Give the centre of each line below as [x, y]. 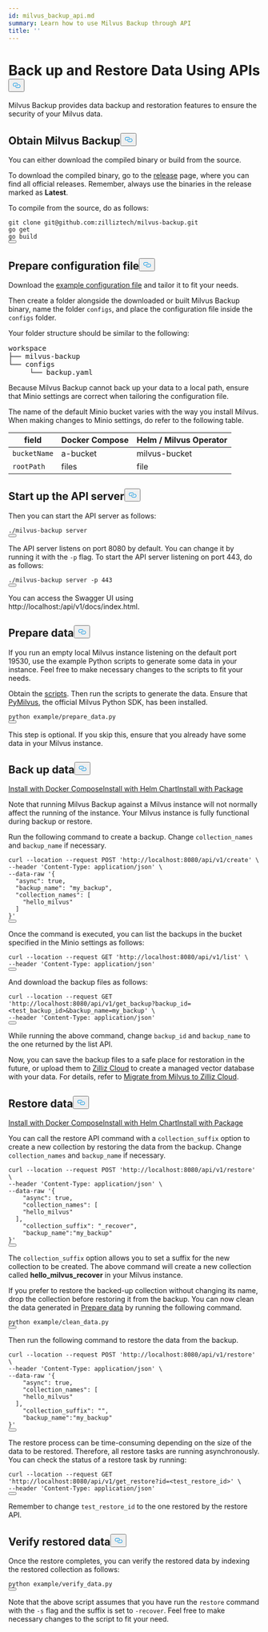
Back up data [42, 770]
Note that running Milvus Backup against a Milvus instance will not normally [133, 804]
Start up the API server [66, 496]
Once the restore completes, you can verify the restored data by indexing [129, 1561]
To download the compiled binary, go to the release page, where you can [129, 175]
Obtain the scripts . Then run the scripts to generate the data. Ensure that [128, 693]
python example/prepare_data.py [62, 717]
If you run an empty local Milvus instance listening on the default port [123, 652]
